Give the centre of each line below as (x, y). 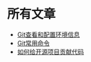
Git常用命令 (33, 43)
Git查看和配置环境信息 (49, 34)
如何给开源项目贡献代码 (50, 52)
